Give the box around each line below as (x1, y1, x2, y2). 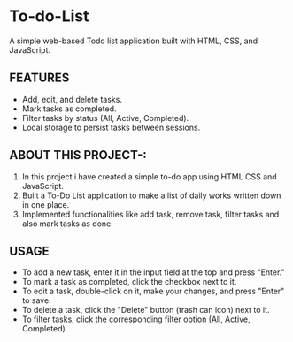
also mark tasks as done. (21, 218, 113, 229)
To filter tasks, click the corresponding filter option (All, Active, (21, 314, 251, 324)
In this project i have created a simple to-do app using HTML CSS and (21, 171, 277, 182)
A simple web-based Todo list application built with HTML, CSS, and (9, 35, 258, 46)
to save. (21, 295, 51, 306)
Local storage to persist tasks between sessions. (21, 122, 201, 133)
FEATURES (9, 71, 70, 86)
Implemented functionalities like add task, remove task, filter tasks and (21, 209, 280, 219)
